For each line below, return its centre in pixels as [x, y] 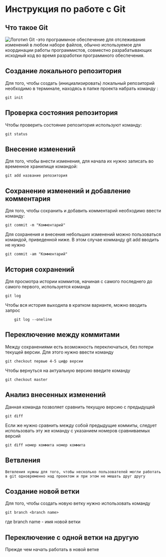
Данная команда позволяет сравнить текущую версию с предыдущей [80, 407]
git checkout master [27, 379]
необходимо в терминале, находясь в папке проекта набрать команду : [82, 88]
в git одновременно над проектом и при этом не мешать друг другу [75, 476]
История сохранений [40, 270]
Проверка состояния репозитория [62, 113]
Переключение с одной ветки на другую [72, 537]
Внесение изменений [41, 149]
